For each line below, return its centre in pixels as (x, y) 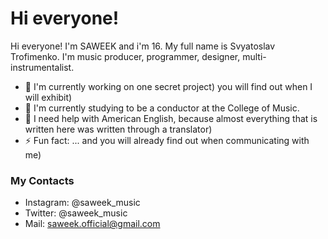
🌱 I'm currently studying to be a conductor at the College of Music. (162, 108)
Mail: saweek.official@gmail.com (92, 224)
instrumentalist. (42, 67)
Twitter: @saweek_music (76, 213)
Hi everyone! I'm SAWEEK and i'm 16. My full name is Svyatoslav (143, 46)
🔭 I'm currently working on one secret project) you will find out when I (168, 86)
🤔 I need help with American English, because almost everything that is (171, 118)
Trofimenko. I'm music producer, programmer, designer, (125, 56)
